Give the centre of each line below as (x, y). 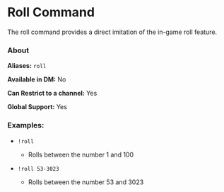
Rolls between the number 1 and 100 (81, 154)
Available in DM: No (37, 79)
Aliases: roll (27, 66)
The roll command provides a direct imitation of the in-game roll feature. (112, 32)
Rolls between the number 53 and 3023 (86, 182)
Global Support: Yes (37, 107)
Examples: (26, 125)
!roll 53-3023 (38, 169)
